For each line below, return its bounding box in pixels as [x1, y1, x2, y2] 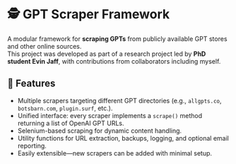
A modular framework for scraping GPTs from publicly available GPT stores [7, 34, 228, 43]
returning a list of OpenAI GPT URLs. [17, 119, 124, 127]
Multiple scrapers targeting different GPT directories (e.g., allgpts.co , [17, 96, 222, 105]
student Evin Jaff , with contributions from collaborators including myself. [7, 57, 221, 65]
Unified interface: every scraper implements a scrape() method [17, 111, 203, 119]
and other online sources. [7, 42, 82, 50]
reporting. [17, 141, 47, 150]
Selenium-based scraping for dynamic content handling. [17, 126, 182, 135]
